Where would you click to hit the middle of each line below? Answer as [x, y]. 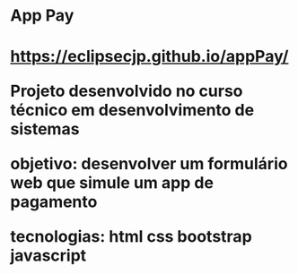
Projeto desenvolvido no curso [127, 91]
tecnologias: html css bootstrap [131, 237]
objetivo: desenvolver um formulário [149, 164]
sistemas [45, 129]
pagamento [54, 202]
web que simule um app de [112, 183]
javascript [48, 256]
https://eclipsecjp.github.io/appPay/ [149, 57]
